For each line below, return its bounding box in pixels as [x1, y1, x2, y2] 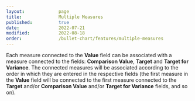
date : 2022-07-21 [6, 25, 85, 31]
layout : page [6, 8, 69, 15]
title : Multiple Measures [6, 14, 104, 20]
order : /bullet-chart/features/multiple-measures [6, 36, 164, 41]
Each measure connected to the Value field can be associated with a [6, 52, 172, 58]
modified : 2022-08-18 [6, 30, 85, 36]
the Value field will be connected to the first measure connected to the [6, 76, 177, 83]
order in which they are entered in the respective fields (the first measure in [6, 71, 189, 77]
